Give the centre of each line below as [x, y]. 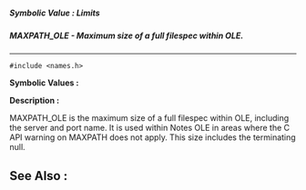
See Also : [39, 176]
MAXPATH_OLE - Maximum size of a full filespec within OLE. [127, 35]
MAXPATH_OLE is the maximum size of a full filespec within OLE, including [149, 118]
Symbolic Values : [44, 83]
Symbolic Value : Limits [55, 13]
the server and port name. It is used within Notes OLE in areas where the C [150, 128]
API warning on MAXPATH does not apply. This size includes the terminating [153, 137]
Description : [35, 101]
